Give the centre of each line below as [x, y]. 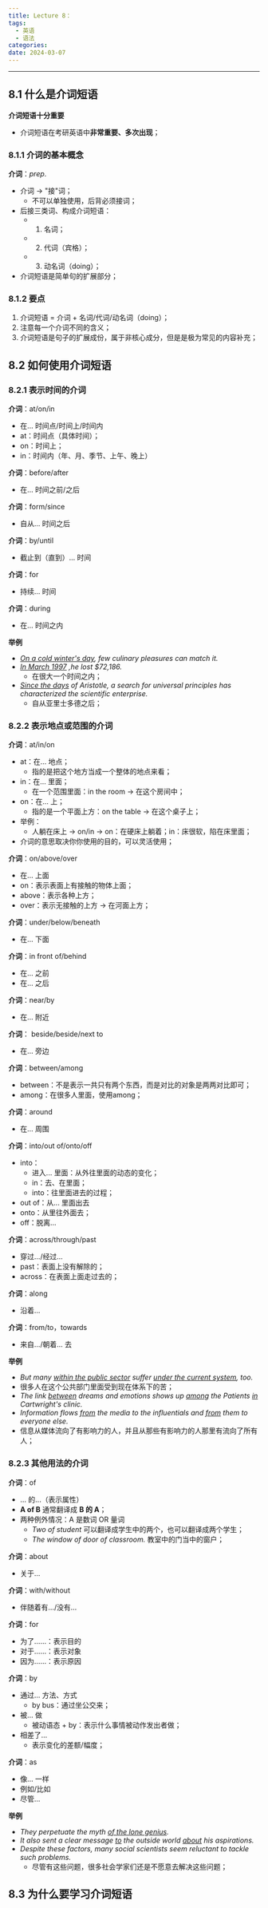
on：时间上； [41, 446]
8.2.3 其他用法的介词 [49, 1463]
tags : [17, 23]
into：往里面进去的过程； [73, 1193]
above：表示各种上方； [58, 896]
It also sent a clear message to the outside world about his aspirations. [137, 1840]
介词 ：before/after [39, 473]
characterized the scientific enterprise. [84, 694]
